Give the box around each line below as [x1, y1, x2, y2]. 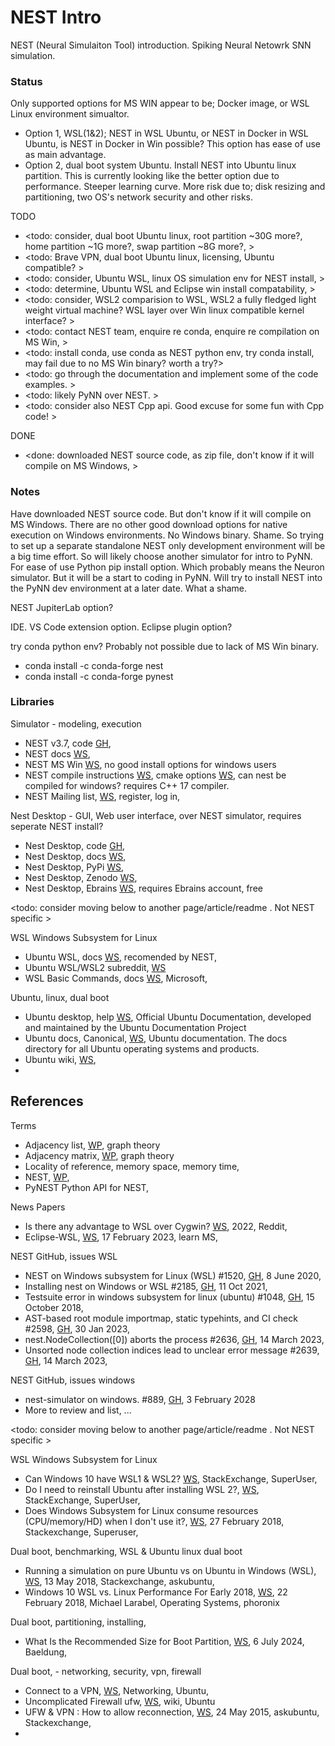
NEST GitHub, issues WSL [10, 1250, 118, 1262]
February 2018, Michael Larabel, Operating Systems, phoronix [24, 1596, 280, 1608]
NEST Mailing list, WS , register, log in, [24, 790, 181, 802]
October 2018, [24, 1301, 84, 1313]
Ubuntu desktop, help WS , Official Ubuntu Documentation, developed [24, 1011, 312, 1023]
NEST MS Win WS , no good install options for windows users [24, 758, 277, 770]
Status [10, 74, 43, 88]
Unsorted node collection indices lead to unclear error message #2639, [24, 1344, 320, 1356]
